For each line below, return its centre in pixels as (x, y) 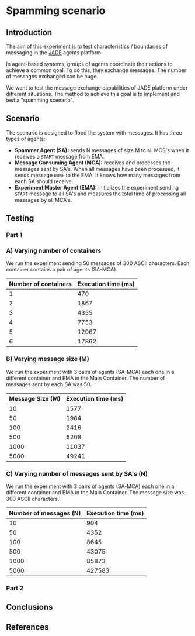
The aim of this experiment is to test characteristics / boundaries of (87, 46)
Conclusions (29, 607)
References (27, 627)
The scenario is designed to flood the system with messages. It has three (94, 132)
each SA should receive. (44, 181)
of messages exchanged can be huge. (52, 76)
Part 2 (15, 588)
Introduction (29, 32)
